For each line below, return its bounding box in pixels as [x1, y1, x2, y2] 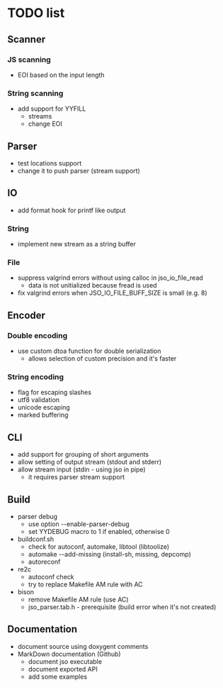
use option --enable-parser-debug [28, 520, 130, 528]
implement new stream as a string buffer [17, 240, 136, 249]
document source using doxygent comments [17, 642, 149, 650]
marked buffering [17, 410, 69, 420]
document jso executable [28, 657, 103, 665]
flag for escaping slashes [17, 388, 92, 397]
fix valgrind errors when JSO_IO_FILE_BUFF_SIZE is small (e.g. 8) [17, 289, 207, 297]
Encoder [7, 309, 46, 321]
